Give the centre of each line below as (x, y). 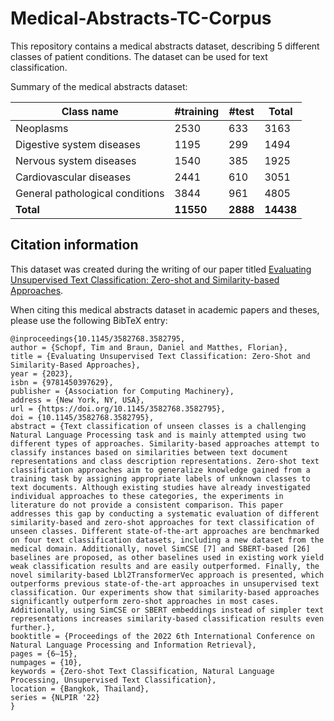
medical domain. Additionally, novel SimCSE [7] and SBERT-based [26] (160, 548)
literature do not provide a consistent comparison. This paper (147, 505)
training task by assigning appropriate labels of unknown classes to (160, 478)
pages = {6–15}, (44, 653)
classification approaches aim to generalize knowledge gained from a (160, 470)
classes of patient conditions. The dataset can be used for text (139, 56)
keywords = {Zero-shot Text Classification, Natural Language (142, 671)
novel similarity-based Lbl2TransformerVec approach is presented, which (167, 575)
